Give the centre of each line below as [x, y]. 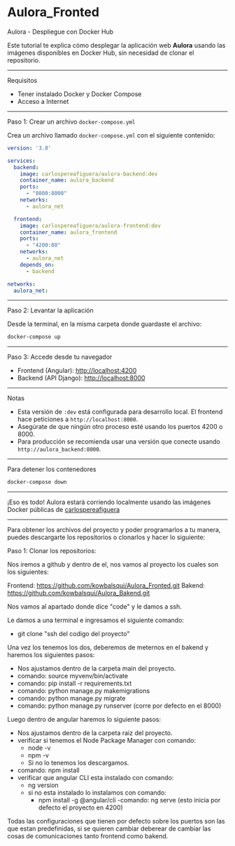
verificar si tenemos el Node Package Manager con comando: [106, 741]
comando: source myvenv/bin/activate [72, 676]
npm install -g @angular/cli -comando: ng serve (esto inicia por [129, 800]
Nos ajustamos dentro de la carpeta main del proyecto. [97, 668]
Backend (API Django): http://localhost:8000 [81, 378]
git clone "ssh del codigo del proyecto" [74, 634]
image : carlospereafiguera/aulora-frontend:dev [90, 225]
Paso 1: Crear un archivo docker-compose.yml [71, 121]
